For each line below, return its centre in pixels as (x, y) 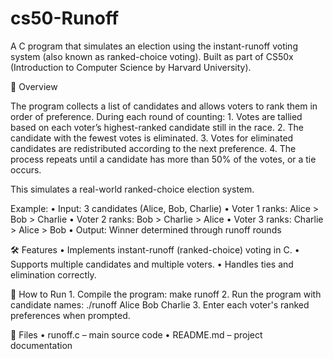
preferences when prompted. (70, 315)
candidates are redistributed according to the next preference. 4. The (153, 148)
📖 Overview (34, 86)
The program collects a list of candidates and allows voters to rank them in (164, 106)
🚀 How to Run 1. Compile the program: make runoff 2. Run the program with (166, 294)
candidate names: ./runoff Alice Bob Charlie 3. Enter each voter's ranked (160, 304)
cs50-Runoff (65, 18)
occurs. (26, 169)
